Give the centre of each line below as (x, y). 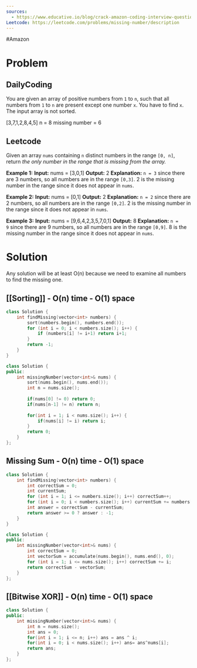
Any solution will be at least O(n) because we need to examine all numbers (96, 274)
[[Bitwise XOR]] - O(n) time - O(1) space (80, 596)
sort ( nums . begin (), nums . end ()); (68, 383)
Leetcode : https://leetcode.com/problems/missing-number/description (93, 22)
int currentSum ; (47, 491)
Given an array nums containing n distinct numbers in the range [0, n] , (91, 155)
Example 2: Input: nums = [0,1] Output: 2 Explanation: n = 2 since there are (98, 197)
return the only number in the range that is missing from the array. (86, 162)
